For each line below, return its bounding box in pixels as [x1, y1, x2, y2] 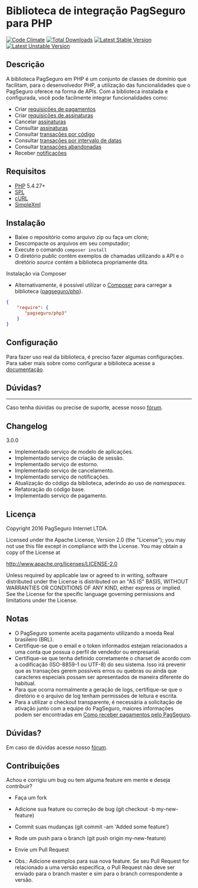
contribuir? [6, 783, 32, 790]
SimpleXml [14, 201, 41, 208]
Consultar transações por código [14, 130, 95, 137]
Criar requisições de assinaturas [14, 112, 94, 119]
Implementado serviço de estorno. [14, 461, 98, 468]
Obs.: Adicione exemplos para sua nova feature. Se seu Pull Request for [14, 857, 190, 865]
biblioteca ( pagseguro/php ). [14, 288, 83, 295]
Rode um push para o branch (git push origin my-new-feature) [14, 835, 166, 842]
